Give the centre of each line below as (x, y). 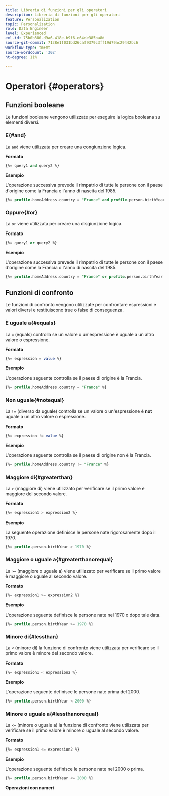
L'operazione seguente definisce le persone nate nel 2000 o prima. (75, 769)
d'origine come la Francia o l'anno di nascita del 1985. (61, 267)
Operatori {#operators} (55, 86)
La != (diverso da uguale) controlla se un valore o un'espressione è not (79, 411)
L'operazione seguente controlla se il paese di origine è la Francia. (74, 378)
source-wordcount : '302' (31, 52)
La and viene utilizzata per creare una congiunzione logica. (66, 147)
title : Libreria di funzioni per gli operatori (56, 10)
